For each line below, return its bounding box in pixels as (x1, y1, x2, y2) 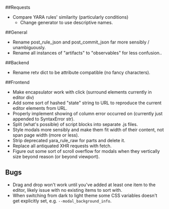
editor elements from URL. (12, 105, 68, 111)
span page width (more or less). (12, 132, 79, 138)
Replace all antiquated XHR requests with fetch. (12, 143, 112, 149)
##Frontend (5, 79, 30, 85)
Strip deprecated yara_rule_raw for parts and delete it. (12, 138, 126, 143)
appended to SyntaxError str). (12, 116, 75, 122)
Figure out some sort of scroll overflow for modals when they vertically (12, 148, 160, 154)
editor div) (12, 95, 34, 100)
